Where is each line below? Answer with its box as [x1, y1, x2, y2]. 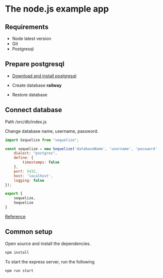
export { [5, 191, 23, 196]
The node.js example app [5, 3, 109, 15]
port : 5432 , [14, 169, 38, 174]
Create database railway [12, 82, 62, 88]
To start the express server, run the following [5, 259, 95, 264]
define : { [14, 156, 34, 160]
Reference [5, 213, 26, 219]
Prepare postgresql [5, 60, 65, 69]
